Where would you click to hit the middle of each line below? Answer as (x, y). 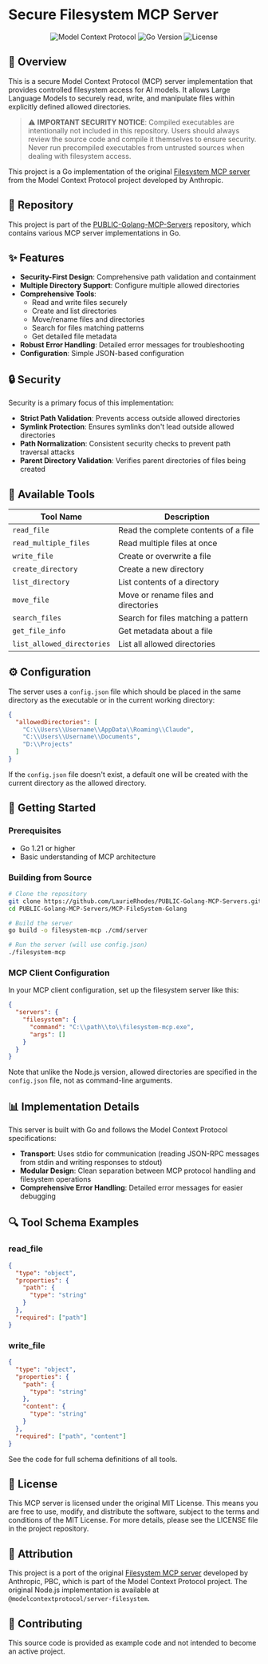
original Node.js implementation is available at (84, 1590)
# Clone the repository (48, 893)
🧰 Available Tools (52, 494)
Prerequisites (35, 830)
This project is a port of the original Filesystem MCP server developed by (128, 1573)
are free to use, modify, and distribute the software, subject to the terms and (134, 1511)
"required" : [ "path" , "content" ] (71, 1436)
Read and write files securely (79, 303)
